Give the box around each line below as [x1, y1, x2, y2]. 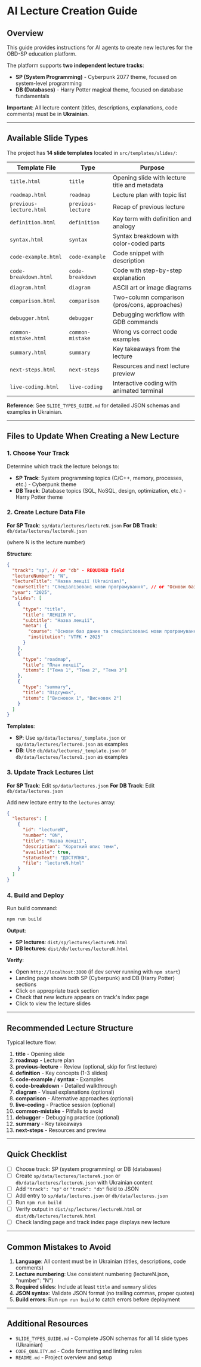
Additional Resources [7, 1319, 88, 1329]
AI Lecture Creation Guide [7, 4, 138, 18]
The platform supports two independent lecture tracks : [7, 62, 144, 69]
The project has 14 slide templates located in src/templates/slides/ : [7, 149, 178, 156]
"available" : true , [22, 849, 71, 855]
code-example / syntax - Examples [15, 1075, 104, 1083]
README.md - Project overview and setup [15, 1353, 113, 1361]
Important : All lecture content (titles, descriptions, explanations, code [7, 104, 178, 111]
